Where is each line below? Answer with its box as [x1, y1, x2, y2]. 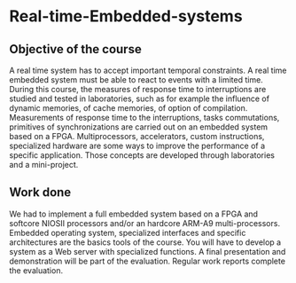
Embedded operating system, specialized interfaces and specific [9, 227, 246, 238]
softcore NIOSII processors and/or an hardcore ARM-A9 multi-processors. [9, 217, 281, 228]
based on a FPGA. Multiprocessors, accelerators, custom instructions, [9, 131, 265, 141]
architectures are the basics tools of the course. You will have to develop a [9, 237, 282, 248]
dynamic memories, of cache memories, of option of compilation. [9, 103, 248, 113]
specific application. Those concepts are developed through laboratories [9, 150, 275, 161]
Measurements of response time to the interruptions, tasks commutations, [9, 113, 280, 122]
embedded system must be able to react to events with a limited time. [9, 75, 263, 85]
